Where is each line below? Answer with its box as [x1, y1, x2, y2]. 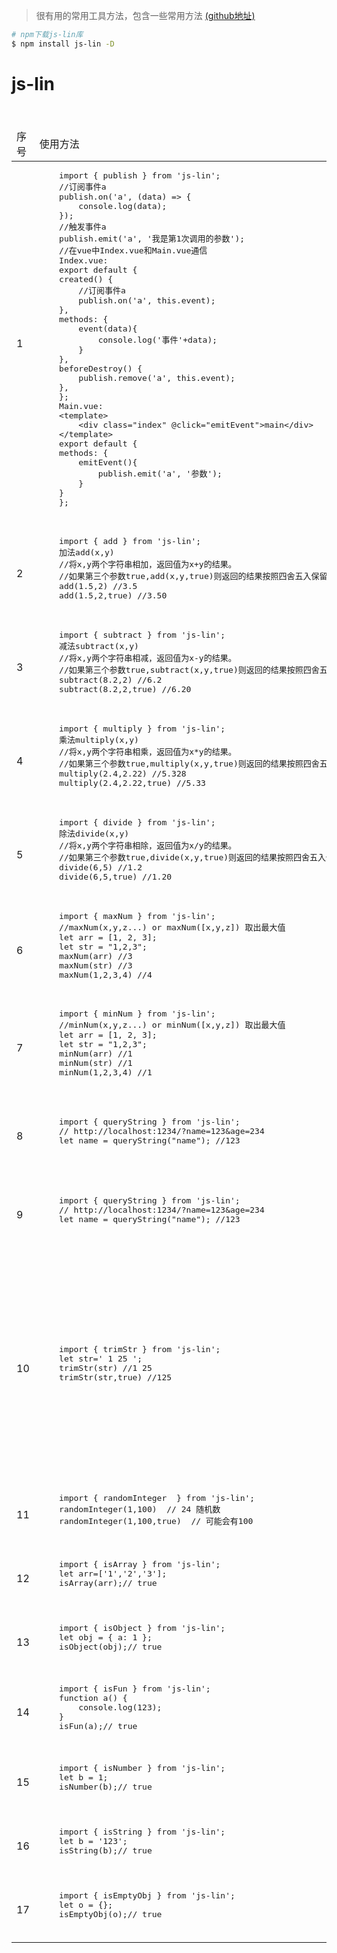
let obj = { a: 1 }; [59, 1632, 153, 1643]
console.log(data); [78, 200, 168, 211]
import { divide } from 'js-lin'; [59, 817, 216, 828]
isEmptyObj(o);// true [59, 1909, 163, 1919]
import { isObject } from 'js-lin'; [59, 1622, 226, 1633]
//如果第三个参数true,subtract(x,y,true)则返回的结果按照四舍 [59, 665, 320, 676]
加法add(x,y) [59, 547, 115, 558]
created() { [59, 274, 114, 284]
